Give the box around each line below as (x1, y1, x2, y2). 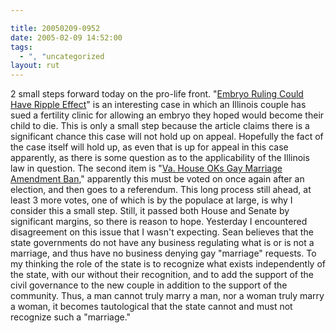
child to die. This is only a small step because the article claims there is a (10, 120, 310, 132)
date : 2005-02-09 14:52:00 (10, 32, 123, 43)
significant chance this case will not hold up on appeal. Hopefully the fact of (10, 131, 324, 143)
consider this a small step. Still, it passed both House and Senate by (10, 205, 290, 217)
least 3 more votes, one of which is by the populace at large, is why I (10, 194, 293, 206)
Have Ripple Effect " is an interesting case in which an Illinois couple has (10, 99, 307, 111)
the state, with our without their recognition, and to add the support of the (10, 269, 314, 281)
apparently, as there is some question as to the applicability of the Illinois (10, 152, 310, 164)
